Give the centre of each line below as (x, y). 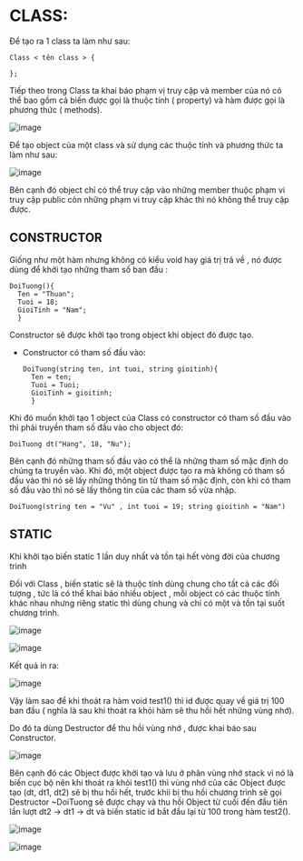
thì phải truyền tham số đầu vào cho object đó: (97, 427)
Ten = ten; (52, 377)
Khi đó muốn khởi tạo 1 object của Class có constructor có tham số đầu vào (151, 417)
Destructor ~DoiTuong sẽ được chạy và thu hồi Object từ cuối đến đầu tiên (148, 802)
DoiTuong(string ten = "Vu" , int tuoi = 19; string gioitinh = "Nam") (147, 506)
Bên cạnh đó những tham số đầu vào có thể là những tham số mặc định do (149, 461)
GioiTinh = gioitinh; (72, 393)
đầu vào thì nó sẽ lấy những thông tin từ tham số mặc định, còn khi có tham (151, 480)
